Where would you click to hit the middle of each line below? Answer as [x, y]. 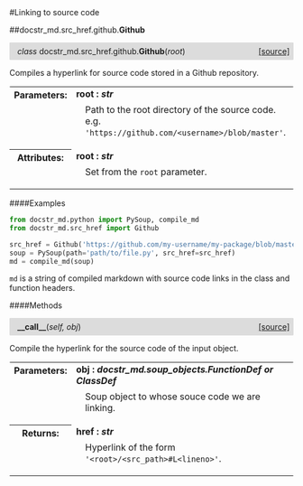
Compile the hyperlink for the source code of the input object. [124, 349]
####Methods [36, 305]
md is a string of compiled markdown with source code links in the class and [150, 278]
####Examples [37, 203]
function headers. [42, 288]
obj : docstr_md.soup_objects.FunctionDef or [175, 369]
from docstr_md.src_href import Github [84, 228]
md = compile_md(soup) [52, 261]
